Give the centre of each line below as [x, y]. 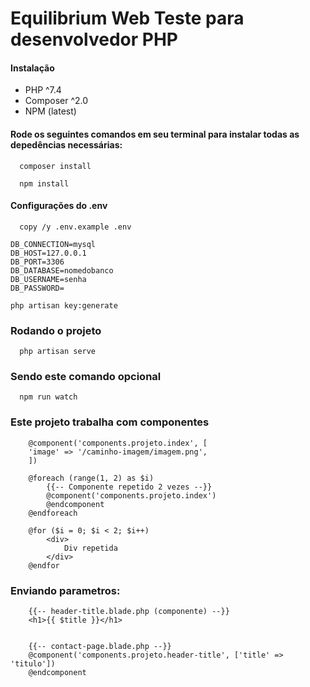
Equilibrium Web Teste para [127, 18]
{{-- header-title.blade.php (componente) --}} [129, 611]
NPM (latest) [50, 111]
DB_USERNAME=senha [48, 279]
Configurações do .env [59, 206]
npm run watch [48, 397]
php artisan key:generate [64, 305]
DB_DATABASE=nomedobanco [62, 270]
